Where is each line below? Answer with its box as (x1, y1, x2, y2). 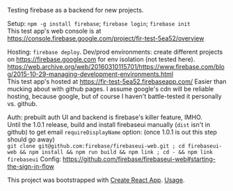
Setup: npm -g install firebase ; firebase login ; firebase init (7, 20, 191, 27)
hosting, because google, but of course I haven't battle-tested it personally (7, 92, 222, 100)
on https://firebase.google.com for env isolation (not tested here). (7, 55, 195, 63)
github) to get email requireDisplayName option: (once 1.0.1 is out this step (7, 128, 218, 136)
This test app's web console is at (7, 27, 102, 35)
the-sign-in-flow (7, 162, 54, 170)
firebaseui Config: (7, 155, 61, 163)
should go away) (7, 135, 56, 144)
